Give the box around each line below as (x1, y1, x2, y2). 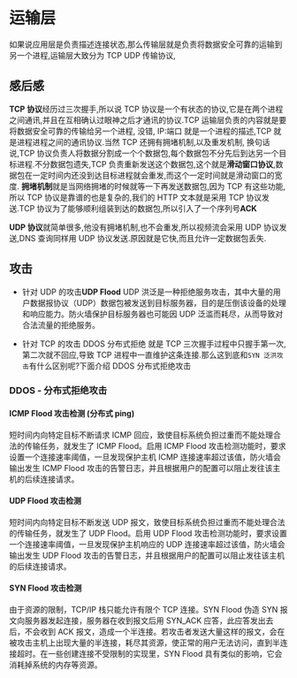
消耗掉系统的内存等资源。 (9, 659, 103, 670)
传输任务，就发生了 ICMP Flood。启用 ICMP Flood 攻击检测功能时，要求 (24, 440, 286, 451)
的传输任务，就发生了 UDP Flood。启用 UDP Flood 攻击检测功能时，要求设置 (9, 528, 287, 538)
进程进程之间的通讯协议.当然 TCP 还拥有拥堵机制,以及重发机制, (16, 136, 245, 147)
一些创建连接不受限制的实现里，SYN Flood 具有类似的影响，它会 (47, 649, 283, 659)
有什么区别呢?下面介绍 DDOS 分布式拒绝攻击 (28, 360, 192, 371)
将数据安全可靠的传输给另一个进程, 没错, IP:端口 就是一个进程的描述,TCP (9, 126, 272, 136)
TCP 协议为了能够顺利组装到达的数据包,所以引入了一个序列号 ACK (19, 202, 258, 213)
